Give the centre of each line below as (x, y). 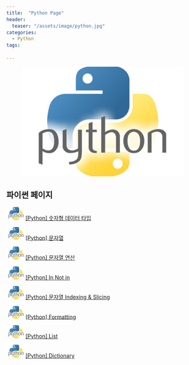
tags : (13, 45)
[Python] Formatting (51, 317)
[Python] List (42, 336)
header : (16, 19)
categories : (21, 33)
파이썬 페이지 (30, 195)
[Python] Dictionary (50, 355)
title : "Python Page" (35, 13)
